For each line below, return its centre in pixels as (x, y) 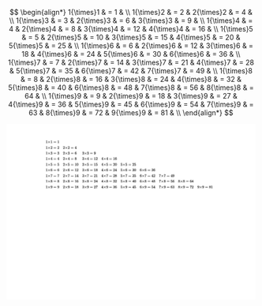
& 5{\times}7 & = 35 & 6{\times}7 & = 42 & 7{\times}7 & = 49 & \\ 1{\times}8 (131, 71)
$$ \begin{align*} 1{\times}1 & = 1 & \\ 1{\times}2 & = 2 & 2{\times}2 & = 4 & (131, 12)
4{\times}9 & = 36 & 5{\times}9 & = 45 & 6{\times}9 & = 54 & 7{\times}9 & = (131, 104)
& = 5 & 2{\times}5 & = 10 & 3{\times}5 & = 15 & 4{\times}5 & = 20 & (131, 37)
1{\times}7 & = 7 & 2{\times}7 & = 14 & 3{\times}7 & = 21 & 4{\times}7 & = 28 (131, 62)
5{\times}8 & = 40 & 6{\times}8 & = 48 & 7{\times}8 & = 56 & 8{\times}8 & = (131, 88)
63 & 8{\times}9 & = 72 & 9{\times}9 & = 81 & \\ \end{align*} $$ (131, 113)
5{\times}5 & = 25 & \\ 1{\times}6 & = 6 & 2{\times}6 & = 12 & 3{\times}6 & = (131, 46)
